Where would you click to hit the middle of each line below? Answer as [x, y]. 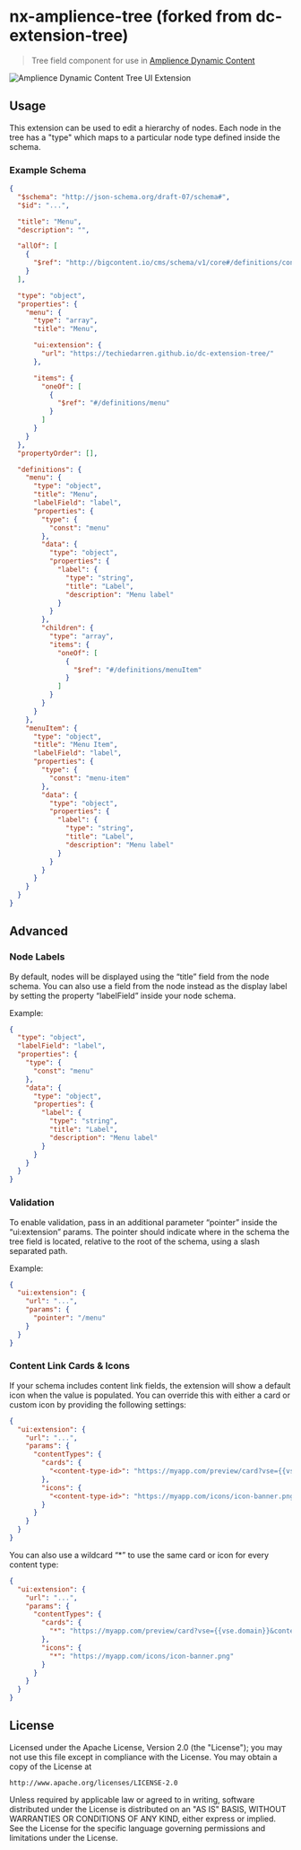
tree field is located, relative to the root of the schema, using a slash [134, 1241]
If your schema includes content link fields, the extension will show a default [150, 1385]
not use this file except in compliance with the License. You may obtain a [143, 1757]
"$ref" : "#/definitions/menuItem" [138, 670]
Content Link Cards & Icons [69, 1366]
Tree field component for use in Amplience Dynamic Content [143, 60]
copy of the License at [51, 1767]
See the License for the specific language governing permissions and [138, 1828]
